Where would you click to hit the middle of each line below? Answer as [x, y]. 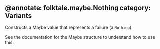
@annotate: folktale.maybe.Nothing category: [78, 8]
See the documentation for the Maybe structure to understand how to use [80, 37]
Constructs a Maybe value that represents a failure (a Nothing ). [69, 27]
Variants [19, 16]
